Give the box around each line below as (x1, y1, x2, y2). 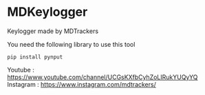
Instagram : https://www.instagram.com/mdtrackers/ (7, 80, 156, 88)
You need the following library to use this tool (7, 40, 136, 48)
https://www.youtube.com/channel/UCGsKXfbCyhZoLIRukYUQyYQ (7, 73, 198, 81)
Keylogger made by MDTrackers (7, 27, 98, 35)
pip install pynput (7, 53, 63, 61)
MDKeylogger (7, 4, 88, 20)
